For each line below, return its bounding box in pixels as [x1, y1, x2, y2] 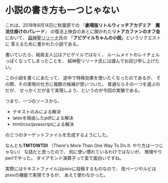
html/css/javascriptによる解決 [12, 121, 74, 127]
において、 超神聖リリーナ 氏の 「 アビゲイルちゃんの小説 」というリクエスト [5, 35, 161, 41]
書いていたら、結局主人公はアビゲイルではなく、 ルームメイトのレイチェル [5, 51, 160, 58]
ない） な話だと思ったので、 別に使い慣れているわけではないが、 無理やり [9, 148, 162, 154]
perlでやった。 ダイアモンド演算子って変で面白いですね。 [5, 155, 124, 161]
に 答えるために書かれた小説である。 [5, 41, 81, 47]
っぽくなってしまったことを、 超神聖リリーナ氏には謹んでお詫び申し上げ [5, 58, 155, 64]
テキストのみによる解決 [12, 108, 61, 114]
